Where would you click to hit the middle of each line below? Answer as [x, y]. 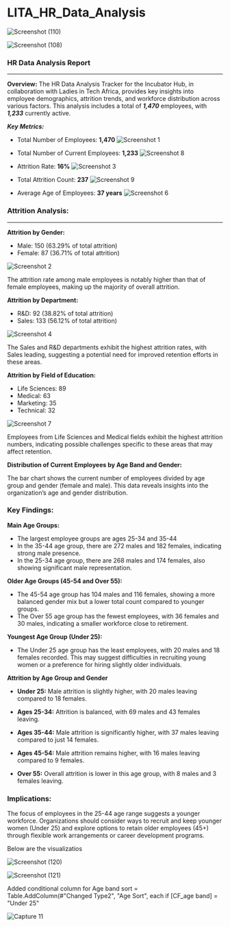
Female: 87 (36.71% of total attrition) [68, 253]
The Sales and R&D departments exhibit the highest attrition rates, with [107, 347]
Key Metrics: [26, 127]
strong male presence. [49, 553]
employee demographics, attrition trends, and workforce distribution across [114, 99]
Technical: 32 [36, 410]
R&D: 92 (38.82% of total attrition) [65, 313]
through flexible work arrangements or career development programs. [106, 836]
